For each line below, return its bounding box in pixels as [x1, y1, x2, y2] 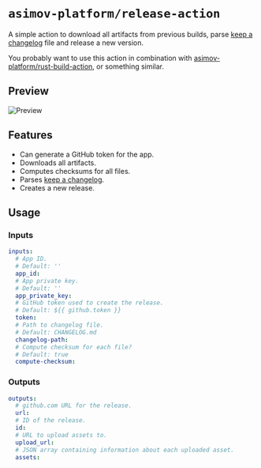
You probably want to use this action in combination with [8, 53, 192, 62]
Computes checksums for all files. [19, 166, 131, 175]
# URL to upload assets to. [15, 431, 108, 439]
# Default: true [15, 350, 69, 358]
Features [8, 129, 53, 142]
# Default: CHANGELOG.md [15, 328, 97, 336]
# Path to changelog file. [15, 321, 104, 329]
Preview [8, 85, 50, 98]
